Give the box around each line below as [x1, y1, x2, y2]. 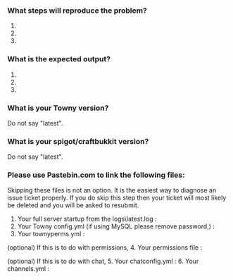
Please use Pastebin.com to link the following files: [7, 170, 185, 180]
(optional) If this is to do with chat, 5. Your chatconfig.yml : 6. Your [7, 257, 199, 266]
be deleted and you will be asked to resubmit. [7, 201, 139, 209]
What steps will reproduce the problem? [7, 6, 148, 16]
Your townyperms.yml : [17, 230, 85, 238]
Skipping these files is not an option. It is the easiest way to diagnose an [7, 186, 217, 195]
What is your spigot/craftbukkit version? [7, 136, 149, 146]
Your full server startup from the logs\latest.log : [17, 214, 157, 224]
